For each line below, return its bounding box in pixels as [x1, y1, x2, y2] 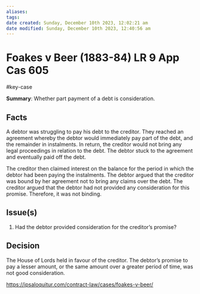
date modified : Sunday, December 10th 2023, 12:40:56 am [6, 25, 151, 32]
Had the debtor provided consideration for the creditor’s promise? [14, 223, 177, 230]
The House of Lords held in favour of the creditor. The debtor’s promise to [6, 256, 188, 264]
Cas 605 [6, 64, 49, 78]
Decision [6, 241, 40, 251]
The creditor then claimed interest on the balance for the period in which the [6, 165, 194, 172]
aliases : [6, 8, 28, 15]
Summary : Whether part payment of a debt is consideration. [6, 95, 155, 102]
